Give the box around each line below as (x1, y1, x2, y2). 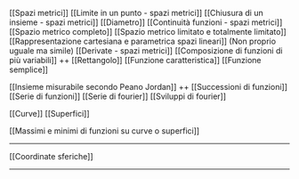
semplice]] (9, 64, 49, 75)
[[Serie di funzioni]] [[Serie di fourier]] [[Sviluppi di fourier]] (9, 91, 227, 102)
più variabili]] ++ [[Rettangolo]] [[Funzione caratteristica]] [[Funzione (9, 55, 262, 65)
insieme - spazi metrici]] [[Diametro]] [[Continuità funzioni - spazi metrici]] (9, 17, 283, 28)
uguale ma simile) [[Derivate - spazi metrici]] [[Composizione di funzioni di (9, 45, 283, 56)
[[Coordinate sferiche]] (9, 151, 93, 161)
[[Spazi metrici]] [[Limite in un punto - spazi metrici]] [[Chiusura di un (9, 8, 264, 18)
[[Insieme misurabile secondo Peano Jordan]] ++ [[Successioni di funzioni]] (9, 82, 287, 92)
